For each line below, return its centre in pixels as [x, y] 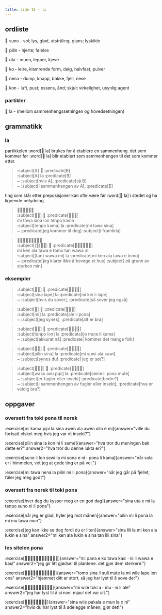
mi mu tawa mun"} [24, 520]
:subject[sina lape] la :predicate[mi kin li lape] [62, 294]
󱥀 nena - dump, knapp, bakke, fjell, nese [45, 79]
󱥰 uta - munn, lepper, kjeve [32, 60]
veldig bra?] [29, 389]
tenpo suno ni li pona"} [28, 506]
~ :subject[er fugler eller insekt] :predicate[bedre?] [68, 378]
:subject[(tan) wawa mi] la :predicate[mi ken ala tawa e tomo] [78, 256]
